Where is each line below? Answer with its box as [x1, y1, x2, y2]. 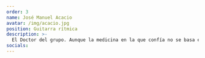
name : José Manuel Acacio [6, 14, 72, 21]
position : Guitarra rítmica [6, 25, 78, 32]
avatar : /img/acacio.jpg [6, 20, 70, 26]
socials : [6, 43, 29, 49]
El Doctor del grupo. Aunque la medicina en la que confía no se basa [12, 37, 195, 43]
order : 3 [6, 8, 29, 15]
